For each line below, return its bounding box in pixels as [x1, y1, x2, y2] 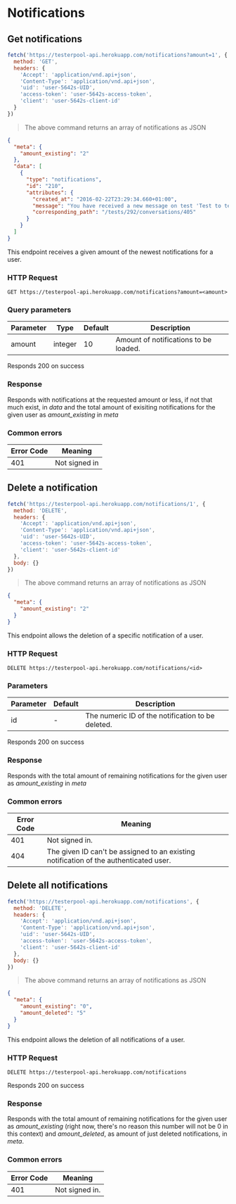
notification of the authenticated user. [46, 855, 171, 865]
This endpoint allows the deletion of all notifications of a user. [7, 1035, 185, 1044]
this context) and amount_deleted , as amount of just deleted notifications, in [7, 1129, 228, 1138]
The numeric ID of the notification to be [85, 711, 215, 721]
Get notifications [7, 33, 83, 45]
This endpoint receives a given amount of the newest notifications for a [7, 248, 214, 256]
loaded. [115, 343, 140, 353]
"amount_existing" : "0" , [20, 1003, 93, 1010]
